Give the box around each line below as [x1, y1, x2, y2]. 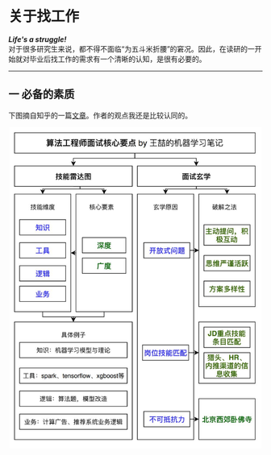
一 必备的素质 [8, 88, 75, 101]
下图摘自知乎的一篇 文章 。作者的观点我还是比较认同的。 [8, 110, 192, 120]
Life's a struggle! [8, 34, 67, 44]
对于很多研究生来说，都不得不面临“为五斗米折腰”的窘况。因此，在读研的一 [8, 43, 256, 53]
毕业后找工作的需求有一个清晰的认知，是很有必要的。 [29, 54, 206, 64]
